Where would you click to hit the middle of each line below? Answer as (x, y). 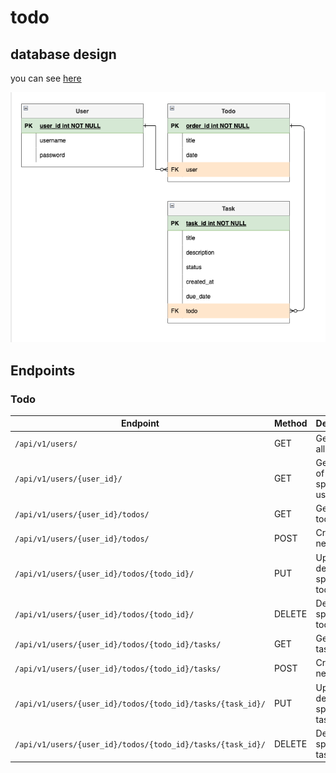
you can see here (46, 78)
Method (290, 423)
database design (63, 54)
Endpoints (43, 370)
